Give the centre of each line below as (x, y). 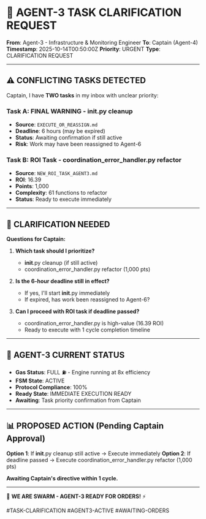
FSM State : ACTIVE (40, 381)
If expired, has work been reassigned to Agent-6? (87, 300)
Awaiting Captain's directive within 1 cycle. (62, 478)
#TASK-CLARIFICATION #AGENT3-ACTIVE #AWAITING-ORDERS (88, 510)
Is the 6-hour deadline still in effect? (62, 281)
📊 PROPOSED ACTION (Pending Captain (85, 426)
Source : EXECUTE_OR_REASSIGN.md (56, 124)
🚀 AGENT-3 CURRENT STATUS (66, 355)
